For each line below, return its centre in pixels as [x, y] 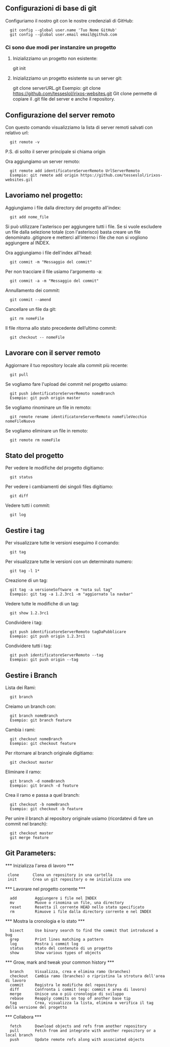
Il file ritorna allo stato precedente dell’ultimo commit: [61, 328]
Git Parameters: [31, 853]
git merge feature [30, 837]
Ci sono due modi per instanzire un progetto [61, 47]
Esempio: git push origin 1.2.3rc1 [48, 637]
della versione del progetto [36, 1007]
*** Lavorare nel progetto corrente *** [45, 889]
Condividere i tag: [24, 623]
